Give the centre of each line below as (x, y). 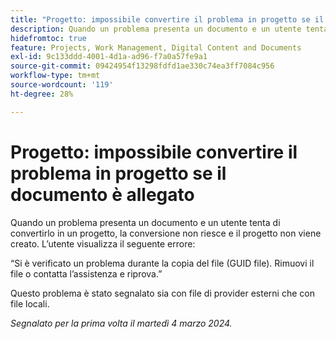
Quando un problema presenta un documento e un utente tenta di (145, 222)
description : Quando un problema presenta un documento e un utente (156, 29)
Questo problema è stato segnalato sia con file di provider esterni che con (162, 293)
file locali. (30, 303)
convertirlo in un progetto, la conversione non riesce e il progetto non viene (166, 233)
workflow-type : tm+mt (55, 76)
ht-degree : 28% (42, 94)
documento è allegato (102, 194)
